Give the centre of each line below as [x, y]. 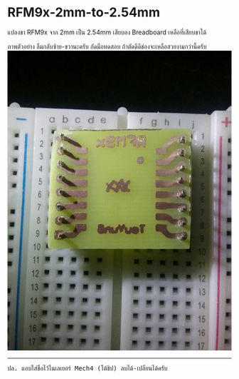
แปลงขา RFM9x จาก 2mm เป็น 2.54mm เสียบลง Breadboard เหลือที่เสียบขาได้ [107, 32]
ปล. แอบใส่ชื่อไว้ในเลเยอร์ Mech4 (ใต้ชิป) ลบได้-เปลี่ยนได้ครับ [87, 368]
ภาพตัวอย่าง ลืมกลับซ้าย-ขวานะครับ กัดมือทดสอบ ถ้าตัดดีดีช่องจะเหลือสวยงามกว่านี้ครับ [107, 46]
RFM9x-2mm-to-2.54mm [84, 12]
